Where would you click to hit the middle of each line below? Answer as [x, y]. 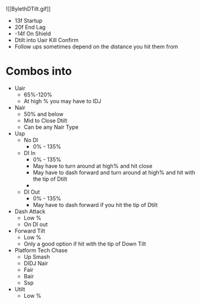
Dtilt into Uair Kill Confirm [46, 40]
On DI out [36, 224]
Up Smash [37, 256]
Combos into [39, 71]
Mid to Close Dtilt [46, 120]
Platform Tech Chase [41, 250]
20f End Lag [30, 27]
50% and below [43, 114]
